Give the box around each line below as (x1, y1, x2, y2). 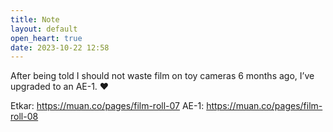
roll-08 (10, 111, 39, 123)
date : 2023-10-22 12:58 (10, 42, 110, 53)
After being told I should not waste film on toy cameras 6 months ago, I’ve (10, 70, 315, 82)
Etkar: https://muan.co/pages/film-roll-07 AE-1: (10, 100, 205, 112)
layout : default (10, 24, 78, 34)
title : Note (10, 14, 60, 25)
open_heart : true (10, 33, 83, 43)
